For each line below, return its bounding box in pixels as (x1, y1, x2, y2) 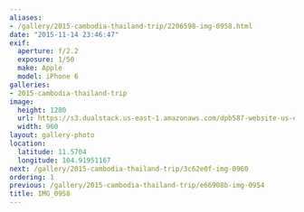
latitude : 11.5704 (17, 147, 88, 156)
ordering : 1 (9, 172, 54, 181)
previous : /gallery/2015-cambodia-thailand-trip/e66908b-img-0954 (9, 181, 265, 190)
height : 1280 (17, 106, 67, 115)
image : (9, 97, 34, 106)
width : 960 (17, 123, 59, 132)
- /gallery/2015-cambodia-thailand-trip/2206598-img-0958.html (9, 22, 253, 31)
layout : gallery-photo (9, 131, 95, 140)
